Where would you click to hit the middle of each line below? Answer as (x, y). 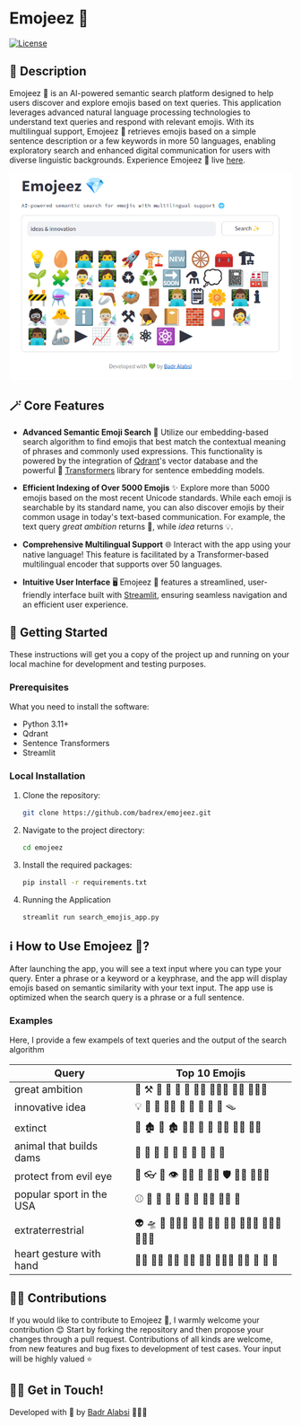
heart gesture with (58, 1254)
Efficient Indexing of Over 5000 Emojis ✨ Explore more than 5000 (146, 488)
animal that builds (56, 1146)
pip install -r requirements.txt (85, 883)
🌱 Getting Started (59, 633)
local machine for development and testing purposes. (108, 664)
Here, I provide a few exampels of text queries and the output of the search (148, 1040)
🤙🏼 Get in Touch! (57, 1391)
